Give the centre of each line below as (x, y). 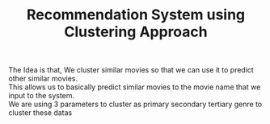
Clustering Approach (136, 32)
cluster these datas (40, 112)
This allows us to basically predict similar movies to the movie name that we (135, 87)
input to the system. (42, 95)
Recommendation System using (136, 15)
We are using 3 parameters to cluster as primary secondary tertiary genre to (135, 104)
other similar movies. (43, 78)
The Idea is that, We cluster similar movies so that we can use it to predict (131, 69)
